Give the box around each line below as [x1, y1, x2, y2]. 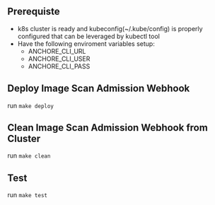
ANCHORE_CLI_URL [28, 47, 86, 55]
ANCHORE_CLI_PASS [28, 61, 91, 70]
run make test [7, 191, 48, 199]
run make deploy [7, 101, 54, 110]
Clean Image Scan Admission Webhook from [7, 122, 209, 134]
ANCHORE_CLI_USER [28, 54, 91, 63]
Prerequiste [7, 6, 60, 18]
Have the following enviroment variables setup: [17, 39, 156, 48]
